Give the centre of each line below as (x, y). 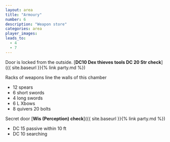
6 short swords (29, 92)
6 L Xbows (24, 103)
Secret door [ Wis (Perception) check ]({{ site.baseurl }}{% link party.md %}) (85, 118)
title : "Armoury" (24, 15)
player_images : (21, 33)
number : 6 (16, 19)
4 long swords (28, 98)
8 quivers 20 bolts (32, 109)
